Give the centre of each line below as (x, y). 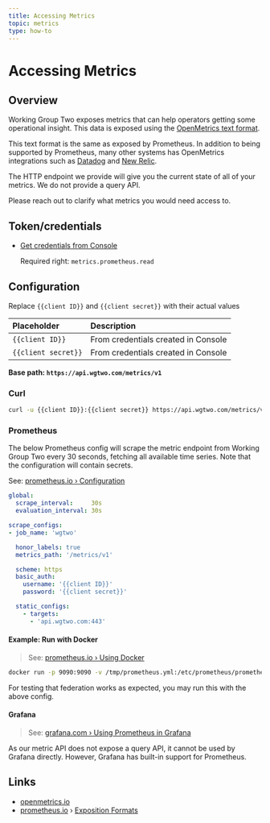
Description (113, 326)
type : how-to (30, 31)
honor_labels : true (48, 547)
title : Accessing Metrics (51, 16)
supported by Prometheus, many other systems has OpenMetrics (117, 152)
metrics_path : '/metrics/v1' (64, 555)
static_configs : (43, 607)
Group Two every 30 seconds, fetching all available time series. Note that (130, 457)
